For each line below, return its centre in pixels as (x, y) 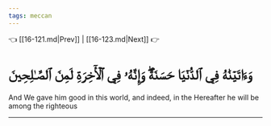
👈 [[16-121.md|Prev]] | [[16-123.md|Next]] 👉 (84, 39)
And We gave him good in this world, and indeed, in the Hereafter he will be (134, 97)
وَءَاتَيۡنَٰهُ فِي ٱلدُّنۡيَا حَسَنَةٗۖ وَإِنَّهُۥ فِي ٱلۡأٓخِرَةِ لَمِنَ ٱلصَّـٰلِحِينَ (130, 74)
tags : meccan (30, 16)
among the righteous (43, 106)
